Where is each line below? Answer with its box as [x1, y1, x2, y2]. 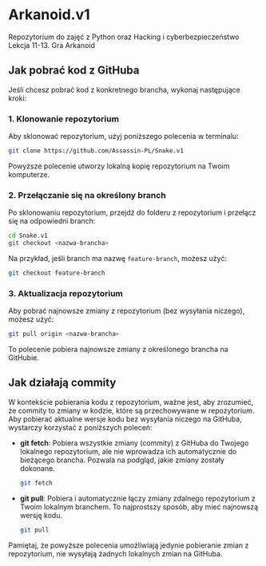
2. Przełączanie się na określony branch [8, 189, 166, 200]
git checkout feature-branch [8, 269, 105, 277]
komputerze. [8, 169, 50, 179]
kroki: [8, 93, 27, 103]
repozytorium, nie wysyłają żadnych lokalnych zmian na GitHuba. [8, 548, 223, 558]
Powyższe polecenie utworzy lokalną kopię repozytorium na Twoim [8, 161, 230, 171]
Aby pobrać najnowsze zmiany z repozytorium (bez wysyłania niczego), [8, 306, 245, 316]
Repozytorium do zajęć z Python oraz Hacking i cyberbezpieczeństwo [8, 32, 240, 42]
